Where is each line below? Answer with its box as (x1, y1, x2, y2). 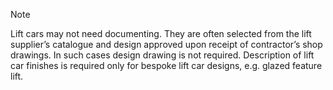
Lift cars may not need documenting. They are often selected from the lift (10, 28, 312, 39)
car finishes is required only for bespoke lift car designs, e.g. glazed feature (10, 60, 323, 71)
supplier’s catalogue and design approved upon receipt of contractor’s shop (10, 39, 323, 50)
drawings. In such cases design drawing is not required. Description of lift (10, 49, 315, 61)
